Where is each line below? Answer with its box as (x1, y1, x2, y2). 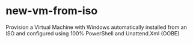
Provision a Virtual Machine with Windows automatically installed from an (5, 24, 187, 31)
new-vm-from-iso (5, 4, 98, 18)
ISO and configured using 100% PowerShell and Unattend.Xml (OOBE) (5, 29, 180, 37)
